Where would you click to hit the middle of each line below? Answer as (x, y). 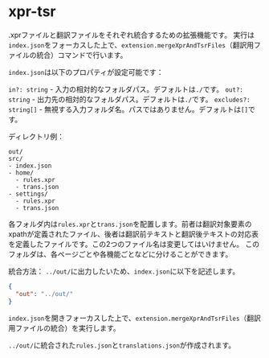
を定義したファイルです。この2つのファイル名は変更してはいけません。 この (134, 244)
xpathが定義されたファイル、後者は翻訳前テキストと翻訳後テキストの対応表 (134, 234)
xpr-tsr (32, 12)
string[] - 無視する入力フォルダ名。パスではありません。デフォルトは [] (128, 109)
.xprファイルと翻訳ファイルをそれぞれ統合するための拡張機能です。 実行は (132, 35)
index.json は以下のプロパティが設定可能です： (86, 72)
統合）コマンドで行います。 (82, 55)
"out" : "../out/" (45, 294)
